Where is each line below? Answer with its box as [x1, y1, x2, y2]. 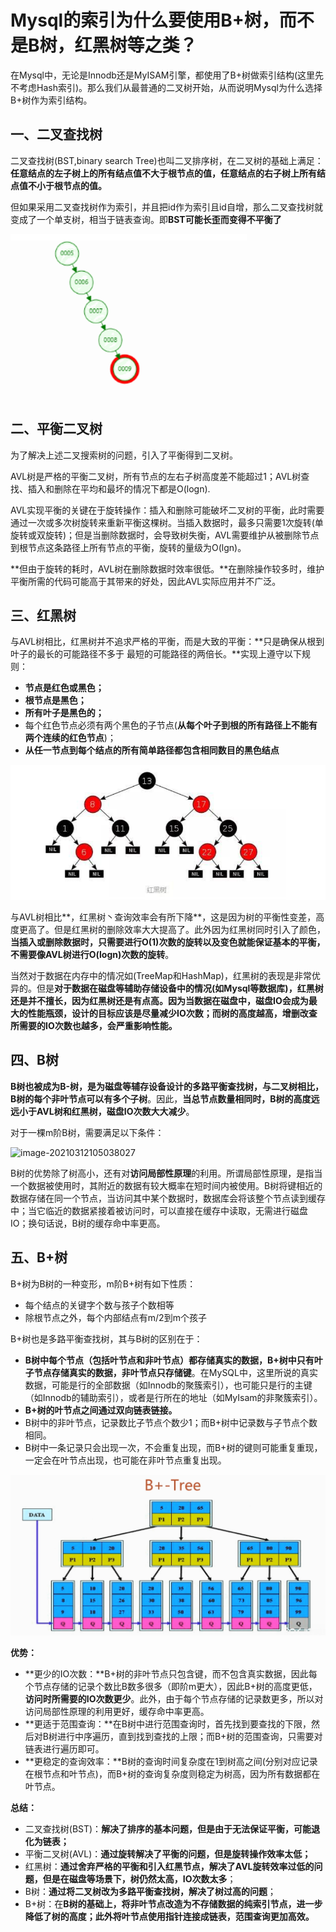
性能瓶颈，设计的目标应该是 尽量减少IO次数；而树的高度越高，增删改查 [27, 1007, 318, 1019]
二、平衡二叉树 [10, 421, 103, 438]
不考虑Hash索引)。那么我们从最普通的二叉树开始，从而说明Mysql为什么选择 [10, 81, 323, 93]
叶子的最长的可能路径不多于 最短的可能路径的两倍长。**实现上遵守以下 [10, 648, 302, 660]
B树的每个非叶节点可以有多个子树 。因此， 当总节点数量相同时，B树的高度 [10, 1092, 312, 1105]
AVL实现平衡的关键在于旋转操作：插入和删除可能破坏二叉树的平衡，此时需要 [10, 504, 325, 516]
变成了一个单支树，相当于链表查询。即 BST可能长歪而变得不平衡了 [10, 213, 282, 225]
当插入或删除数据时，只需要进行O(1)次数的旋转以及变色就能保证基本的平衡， [10, 936, 326, 948]
